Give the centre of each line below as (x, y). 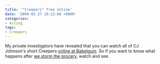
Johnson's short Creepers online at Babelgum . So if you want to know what (80, 51)
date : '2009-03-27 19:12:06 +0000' (41, 14)
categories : (17, 18)
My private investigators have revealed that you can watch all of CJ (72, 46)
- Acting (14, 23)
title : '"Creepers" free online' (39, 9)
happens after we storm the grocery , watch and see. (57, 56)
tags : (10, 28)
